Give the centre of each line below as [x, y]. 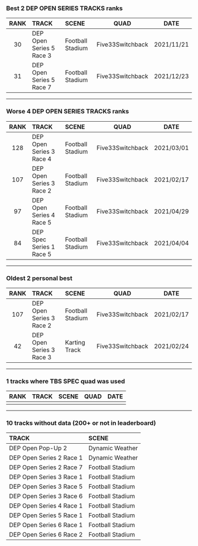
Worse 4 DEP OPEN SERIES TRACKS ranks [68, 112]
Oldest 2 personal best [39, 278]
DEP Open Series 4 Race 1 [46, 506]
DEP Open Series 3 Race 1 [46, 477]
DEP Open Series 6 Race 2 [46, 535]
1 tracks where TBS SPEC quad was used [66, 381]
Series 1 [44, 246]
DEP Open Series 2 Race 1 [46, 458]
